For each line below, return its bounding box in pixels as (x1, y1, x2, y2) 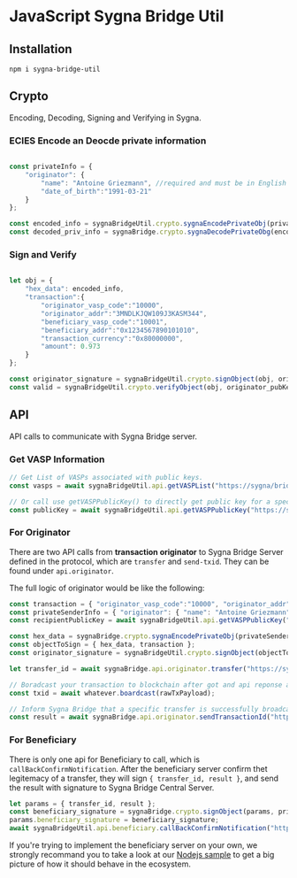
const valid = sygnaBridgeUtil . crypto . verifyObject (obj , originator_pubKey (9, 382, 294, 391)
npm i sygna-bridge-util (9, 65, 101, 73)
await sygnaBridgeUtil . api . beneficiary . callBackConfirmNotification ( (9, 824, 271, 833)
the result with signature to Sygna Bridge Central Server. (9, 782, 215, 793)
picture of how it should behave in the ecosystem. (9, 859, 192, 869)
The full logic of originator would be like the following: (9, 582, 205, 593)
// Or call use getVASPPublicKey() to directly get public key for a (9, 497, 271, 506)
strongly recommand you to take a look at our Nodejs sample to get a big (9, 850, 275, 860)
